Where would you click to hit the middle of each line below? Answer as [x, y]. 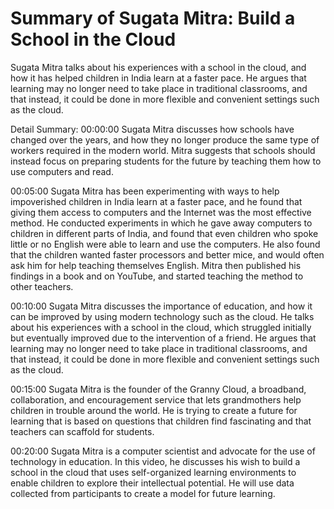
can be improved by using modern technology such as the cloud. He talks [162, 316]
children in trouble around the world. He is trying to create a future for [154, 410]
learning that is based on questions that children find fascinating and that [161, 421]
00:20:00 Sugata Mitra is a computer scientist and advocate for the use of [163, 451]
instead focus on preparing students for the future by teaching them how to [166, 161]
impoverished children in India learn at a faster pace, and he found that [156, 201]
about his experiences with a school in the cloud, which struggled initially [161, 327]
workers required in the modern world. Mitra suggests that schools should [163, 150]
